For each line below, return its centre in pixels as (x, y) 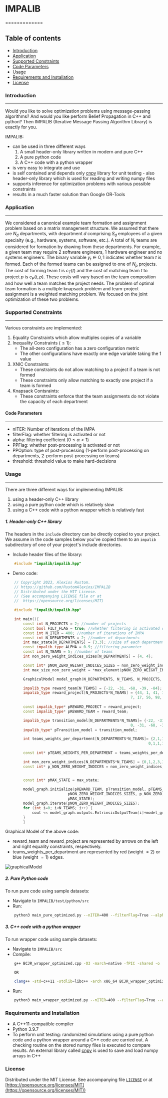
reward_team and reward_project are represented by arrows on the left (85, 841)
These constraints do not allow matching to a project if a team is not (90, 370)
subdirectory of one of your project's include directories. (63, 544)
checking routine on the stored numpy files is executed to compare (81, 1045)
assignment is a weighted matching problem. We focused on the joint (76, 294)
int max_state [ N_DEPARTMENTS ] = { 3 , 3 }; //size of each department (94, 642)
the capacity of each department (54, 402)
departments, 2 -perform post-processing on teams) (66, 455)
